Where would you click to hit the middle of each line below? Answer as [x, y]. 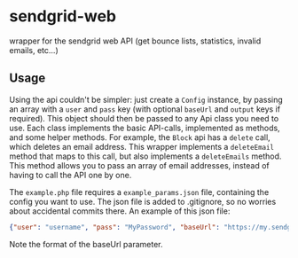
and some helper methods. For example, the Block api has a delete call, [140, 137]
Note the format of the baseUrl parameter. [86, 244]
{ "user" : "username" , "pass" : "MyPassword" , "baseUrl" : [114, 227]
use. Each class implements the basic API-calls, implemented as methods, [145, 128]
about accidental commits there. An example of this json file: [120, 211]
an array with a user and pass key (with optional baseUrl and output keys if [145, 109]
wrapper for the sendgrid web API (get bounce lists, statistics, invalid [135, 41]
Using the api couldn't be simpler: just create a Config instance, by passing [146, 99]
